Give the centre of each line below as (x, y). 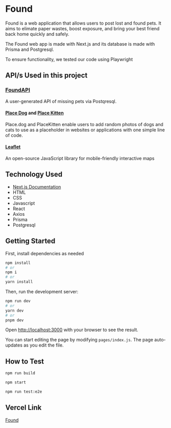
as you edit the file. (44, 345)
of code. (14, 135)
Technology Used (34, 175)
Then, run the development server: (42, 292)
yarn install (19, 282)
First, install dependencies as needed (45, 253)
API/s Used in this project (46, 76)
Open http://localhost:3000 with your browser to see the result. (72, 330)
